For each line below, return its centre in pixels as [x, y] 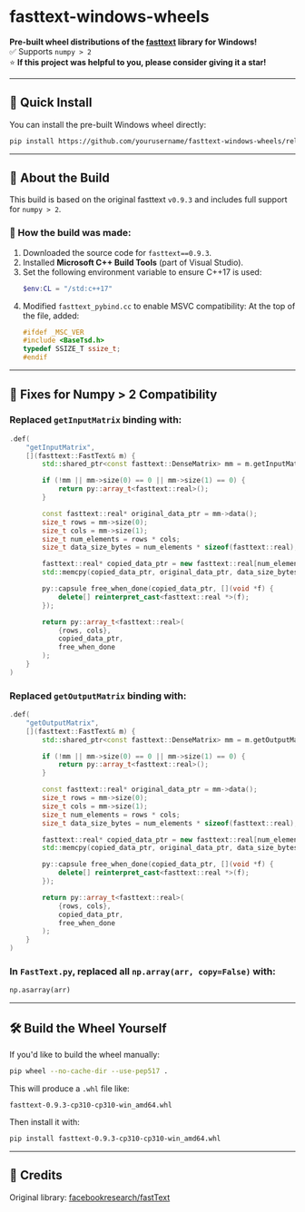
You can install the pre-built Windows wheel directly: [108, 124]
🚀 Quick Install [51, 103]
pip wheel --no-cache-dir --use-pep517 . [89, 1071]
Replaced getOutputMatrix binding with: [98, 696]
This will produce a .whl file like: [69, 1088]
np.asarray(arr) [40, 991]
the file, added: [51, 316]
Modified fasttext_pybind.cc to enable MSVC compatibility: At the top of [159, 306]
